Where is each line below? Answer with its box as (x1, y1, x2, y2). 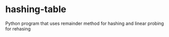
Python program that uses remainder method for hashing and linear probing (5, 20, 164, 26)
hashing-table (5, 4, 67, 15)
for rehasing (5, 25, 31, 31)
